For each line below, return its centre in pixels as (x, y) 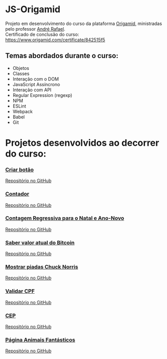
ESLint (19, 106)
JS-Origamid (33, 9)
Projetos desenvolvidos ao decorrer (82, 143)
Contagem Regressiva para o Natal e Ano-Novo (65, 218)
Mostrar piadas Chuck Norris (42, 267)
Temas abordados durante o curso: (62, 56)
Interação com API (32, 90)
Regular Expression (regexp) (42, 95)
